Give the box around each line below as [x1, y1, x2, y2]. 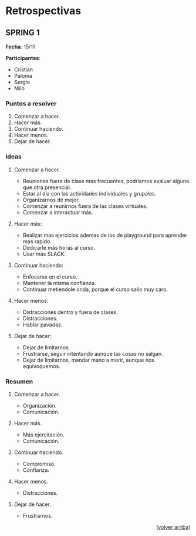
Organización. [22, 402, 57, 409]
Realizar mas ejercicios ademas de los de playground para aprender [22, 231, 188, 239]
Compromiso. [22, 460, 56, 467]
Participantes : [5, 55, 40, 61]
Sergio [13, 78, 31, 85]
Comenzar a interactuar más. [22, 209, 93, 216]
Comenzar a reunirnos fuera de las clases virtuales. [22, 202, 148, 210]
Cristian [13, 66, 33, 73]
